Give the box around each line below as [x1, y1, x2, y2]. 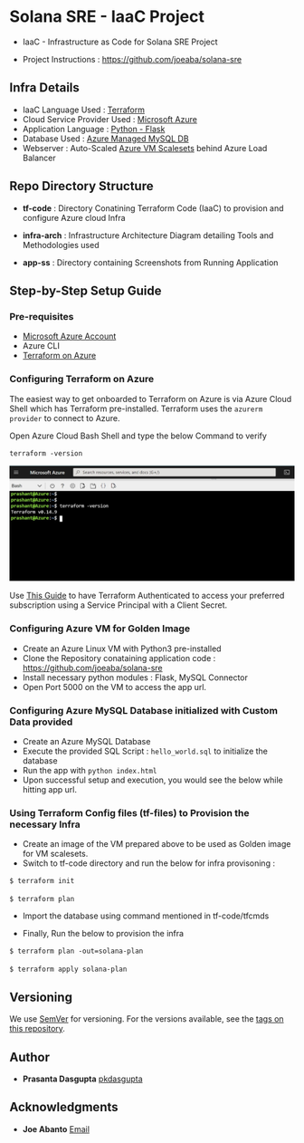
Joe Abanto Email [22, 1123, 90, 1134]
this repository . [9, 1023, 66, 1034]
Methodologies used [22, 239, 100, 250]
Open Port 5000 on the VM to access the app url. [22, 681, 206, 692]
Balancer [22, 152, 56, 163]
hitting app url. [22, 784, 77, 795]
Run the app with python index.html [22, 765, 157, 776]
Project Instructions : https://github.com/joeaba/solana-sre [22, 53, 242, 64]
